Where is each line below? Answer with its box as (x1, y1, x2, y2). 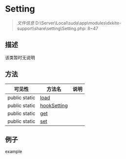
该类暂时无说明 (5, 54, 35, 60)
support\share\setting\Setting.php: (17, 25, 87, 31)
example (5, 149, 22, 155)
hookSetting (40, 102, 68, 109)
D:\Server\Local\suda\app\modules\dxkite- (35, 20, 122, 26)
